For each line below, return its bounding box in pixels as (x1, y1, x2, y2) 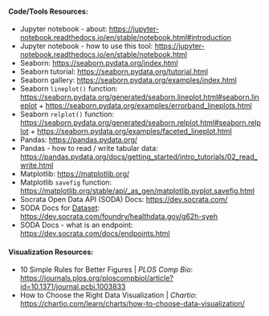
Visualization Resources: (8, 247, 94, 257)
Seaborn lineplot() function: (19, 84, 118, 94)
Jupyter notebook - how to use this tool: (19, 41, 153, 51)
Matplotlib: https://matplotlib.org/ (19, 169, 130, 179)
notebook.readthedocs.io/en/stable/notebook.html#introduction (19, 33, 231, 43)
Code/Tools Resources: (8, 6, 88, 16)
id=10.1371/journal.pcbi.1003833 (19, 282, 126, 292)
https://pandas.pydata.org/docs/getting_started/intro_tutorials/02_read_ (19, 152, 259, 162)
